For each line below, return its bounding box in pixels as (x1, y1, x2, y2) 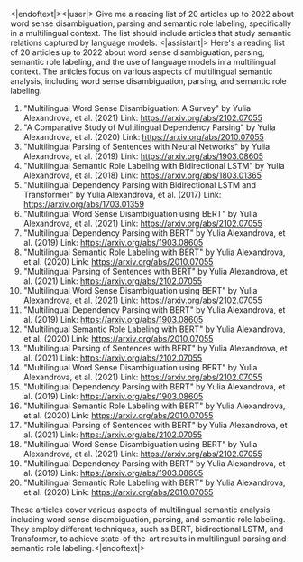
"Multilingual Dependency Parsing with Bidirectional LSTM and (23, 180, 256, 190)
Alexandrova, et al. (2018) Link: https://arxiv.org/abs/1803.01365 (23, 170, 262, 181)
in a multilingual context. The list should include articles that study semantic (10, 28, 292, 38)
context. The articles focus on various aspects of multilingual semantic (10, 66, 273, 77)
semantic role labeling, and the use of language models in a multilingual (10, 57, 276, 67)
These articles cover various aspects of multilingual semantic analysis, (10, 504, 273, 515)
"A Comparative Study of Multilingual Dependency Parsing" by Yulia (23, 122, 276, 133)
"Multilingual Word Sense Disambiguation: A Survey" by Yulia (23, 103, 252, 113)
